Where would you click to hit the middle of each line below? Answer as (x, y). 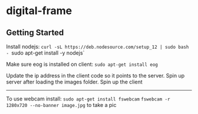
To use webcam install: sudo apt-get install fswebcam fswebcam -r (88, 99)
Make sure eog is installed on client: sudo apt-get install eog (82, 64)
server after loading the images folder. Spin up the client (74, 82)
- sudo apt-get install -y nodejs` (45, 53)
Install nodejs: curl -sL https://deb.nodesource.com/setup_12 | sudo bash (98, 46)
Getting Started (35, 33)
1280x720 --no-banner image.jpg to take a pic (61, 105)
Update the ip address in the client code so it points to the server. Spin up (95, 76)
